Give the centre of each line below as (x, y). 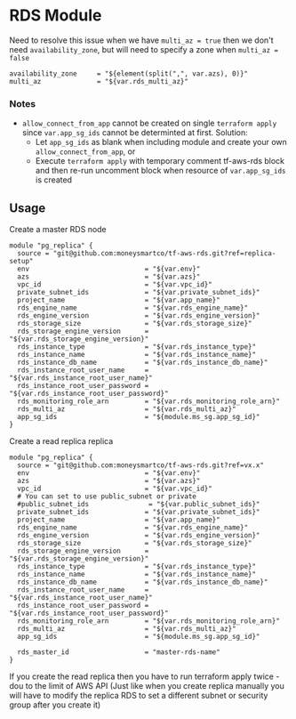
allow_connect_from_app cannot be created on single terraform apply (149, 123)
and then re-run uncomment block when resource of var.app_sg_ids (160, 171)
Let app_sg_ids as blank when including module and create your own (161, 142)
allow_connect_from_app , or (85, 151)
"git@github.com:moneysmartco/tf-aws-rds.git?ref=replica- (164, 254)
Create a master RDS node (58, 230)
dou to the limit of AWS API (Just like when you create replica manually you (147, 686)
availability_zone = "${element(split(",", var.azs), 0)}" (129, 73)
